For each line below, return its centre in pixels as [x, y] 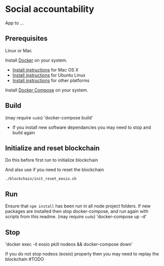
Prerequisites [26, 39]
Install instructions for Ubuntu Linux [49, 75]
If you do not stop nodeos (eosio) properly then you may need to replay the [82, 254]
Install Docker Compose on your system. [47, 90]
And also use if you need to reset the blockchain [55, 170]
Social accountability [50, 9]
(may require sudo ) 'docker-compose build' [49, 117]
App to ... [14, 23]
